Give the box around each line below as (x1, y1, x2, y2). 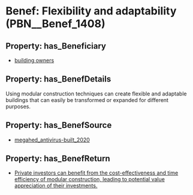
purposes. (5, 103, 31, 110)
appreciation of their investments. (14, 182, 98, 190)
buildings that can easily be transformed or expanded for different (5, 96, 169, 103)
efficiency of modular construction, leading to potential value (14, 176, 165, 183)
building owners (14, 57, 55, 64)
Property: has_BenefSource (5, 120, 112, 130)
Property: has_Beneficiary (5, 41, 106, 51)
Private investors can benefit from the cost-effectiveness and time (14, 169, 179, 176)
